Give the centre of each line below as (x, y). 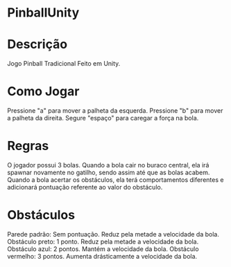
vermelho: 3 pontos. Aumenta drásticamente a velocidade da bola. (102, 256)
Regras (28, 146)
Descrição (37, 45)
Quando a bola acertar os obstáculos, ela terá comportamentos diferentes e (115, 180)
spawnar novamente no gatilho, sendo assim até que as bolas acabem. (109, 172)
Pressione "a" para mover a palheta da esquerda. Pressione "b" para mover (115, 111)
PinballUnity (43, 13)
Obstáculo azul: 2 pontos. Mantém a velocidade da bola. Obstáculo (103, 249)
